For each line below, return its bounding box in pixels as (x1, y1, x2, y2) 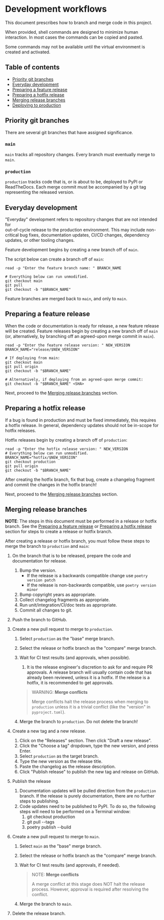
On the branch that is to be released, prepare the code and (12, 553, 131, 559)
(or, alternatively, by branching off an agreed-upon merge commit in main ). (5, 333, 155, 339)
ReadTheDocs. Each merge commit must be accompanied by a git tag (5, 184, 146, 190)
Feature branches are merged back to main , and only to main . (5, 295, 127, 302)
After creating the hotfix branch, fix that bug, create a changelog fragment (5, 476, 155, 482)
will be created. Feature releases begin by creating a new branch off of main (5, 328, 158, 334)
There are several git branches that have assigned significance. (5, 129, 133, 135)
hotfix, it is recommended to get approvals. (26, 680, 114, 686)
